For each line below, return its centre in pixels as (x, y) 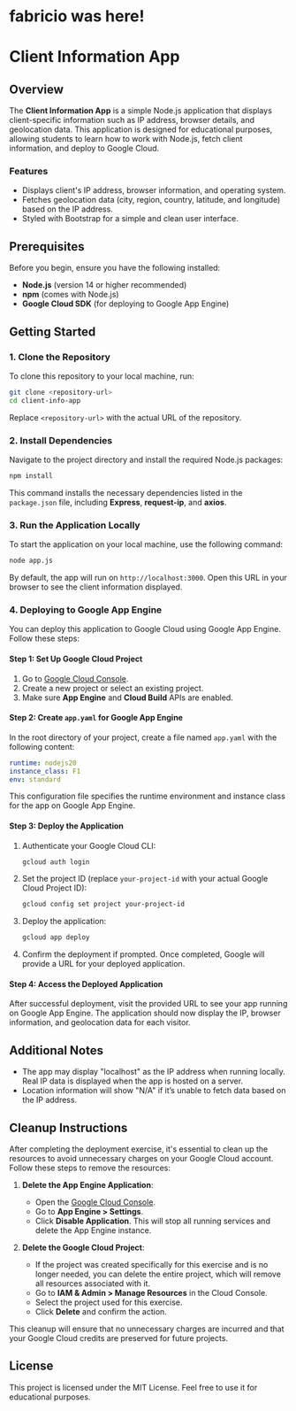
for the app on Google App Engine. (72, 806)
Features (29, 172)
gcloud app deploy (56, 937)
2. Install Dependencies (61, 440)
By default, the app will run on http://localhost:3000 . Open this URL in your (148, 578)
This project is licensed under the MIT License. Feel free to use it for (133, 1387)
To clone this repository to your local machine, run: (102, 376)
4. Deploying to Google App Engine (86, 610)
